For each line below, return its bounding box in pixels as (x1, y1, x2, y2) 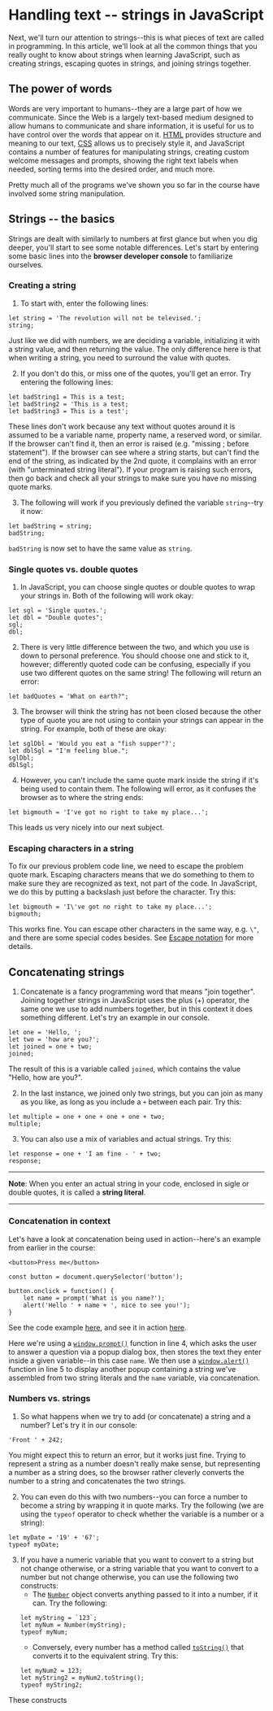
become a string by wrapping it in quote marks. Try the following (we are (19, 1500, 264, 1510)
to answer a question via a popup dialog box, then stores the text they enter (8, 1347, 262, 1356)
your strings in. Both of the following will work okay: (19, 591, 194, 601)
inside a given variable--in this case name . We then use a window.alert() (8, 1356, 249, 1365)
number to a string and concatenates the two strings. (8, 1476, 187, 1486)
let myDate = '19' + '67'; (8, 1533, 100, 1542)
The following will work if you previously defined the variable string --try (19, 498, 264, 507)
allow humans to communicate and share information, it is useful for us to (8, 120, 254, 131)
